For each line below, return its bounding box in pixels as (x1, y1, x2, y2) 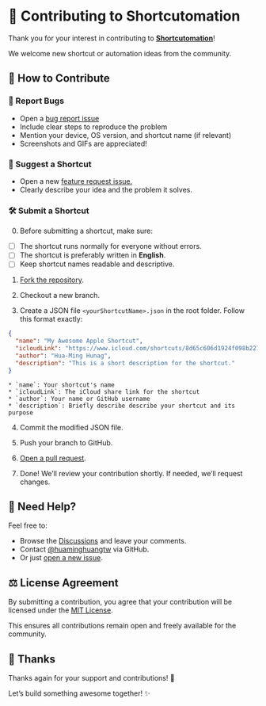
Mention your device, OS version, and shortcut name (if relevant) (19, 130, 232, 139)
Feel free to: (8, 521, 47, 530)
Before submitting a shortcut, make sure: (19, 226, 153, 236)
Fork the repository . (19, 275, 85, 284)
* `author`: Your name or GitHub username (8, 395, 150, 403)
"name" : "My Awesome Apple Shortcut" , (15, 337, 144, 345)
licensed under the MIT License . (8, 605, 113, 615)
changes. (19, 477, 51, 487)
